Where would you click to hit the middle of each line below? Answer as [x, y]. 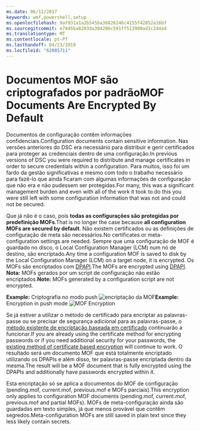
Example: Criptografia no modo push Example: [93, 297]
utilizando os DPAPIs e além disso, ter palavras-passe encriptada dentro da [99, 359]
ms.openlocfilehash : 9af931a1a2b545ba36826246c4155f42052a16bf [87, 23]
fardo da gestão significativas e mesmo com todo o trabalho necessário [95, 172]
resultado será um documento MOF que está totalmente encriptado [89, 353]
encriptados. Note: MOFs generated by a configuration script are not [90, 279]
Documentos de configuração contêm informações [69, 134]
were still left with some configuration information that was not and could [96, 198]
